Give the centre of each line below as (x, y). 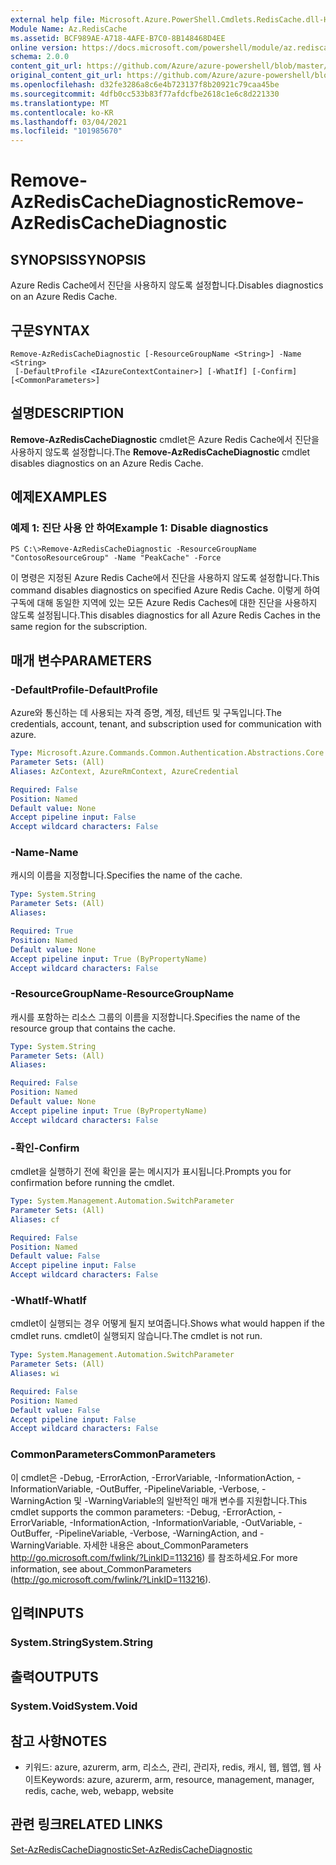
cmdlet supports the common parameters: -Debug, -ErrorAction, (143, 1512)
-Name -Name (44, 853)
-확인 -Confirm (45, 1148)
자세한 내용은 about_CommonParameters (166, 1545)
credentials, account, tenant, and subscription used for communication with (166, 724)
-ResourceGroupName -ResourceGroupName (122, 994)
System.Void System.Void (74, 1706)
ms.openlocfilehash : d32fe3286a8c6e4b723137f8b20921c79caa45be (145, 85)
